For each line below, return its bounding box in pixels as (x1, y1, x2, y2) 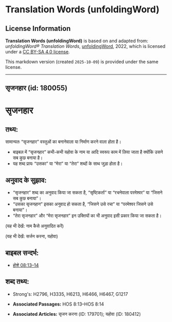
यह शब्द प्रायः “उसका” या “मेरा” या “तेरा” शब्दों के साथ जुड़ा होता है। (12, 160, 123, 167)
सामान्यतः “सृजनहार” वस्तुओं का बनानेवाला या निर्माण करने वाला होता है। (5, 139, 121, 145)
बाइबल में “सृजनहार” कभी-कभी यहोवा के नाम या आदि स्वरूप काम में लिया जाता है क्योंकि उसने (12, 149, 163, 155)
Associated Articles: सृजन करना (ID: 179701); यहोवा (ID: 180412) (12, 311, 141, 317)
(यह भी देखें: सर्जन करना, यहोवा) (5, 233, 58, 240)
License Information (5, 24, 71, 33)
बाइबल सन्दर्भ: (5, 248, 39, 257)
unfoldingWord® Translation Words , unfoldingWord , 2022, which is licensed (5, 43, 165, 49)
